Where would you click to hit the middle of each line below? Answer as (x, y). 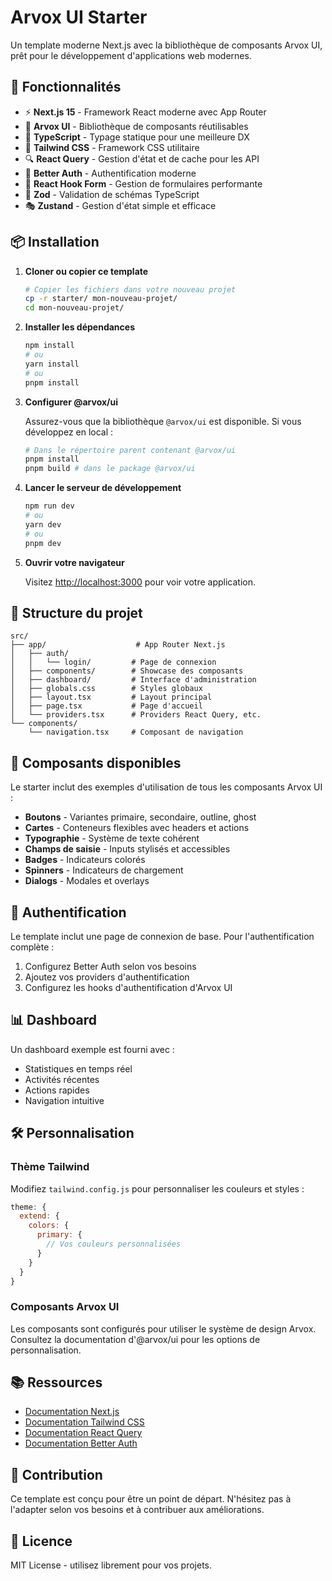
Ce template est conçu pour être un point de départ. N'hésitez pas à (151, 1499)
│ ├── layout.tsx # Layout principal (111, 697)
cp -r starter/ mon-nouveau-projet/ (101, 299)
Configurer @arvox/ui (71, 402)
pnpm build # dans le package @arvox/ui (110, 469)
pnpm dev (43, 543)
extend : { (39, 1216)
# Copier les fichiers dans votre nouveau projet (130, 289)
